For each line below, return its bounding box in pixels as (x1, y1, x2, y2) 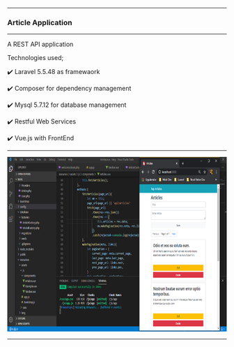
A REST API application (7, 40, 74, 49)
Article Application (7, 17, 72, 27)
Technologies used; (7, 54, 64, 62)
